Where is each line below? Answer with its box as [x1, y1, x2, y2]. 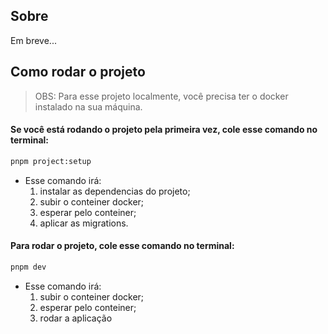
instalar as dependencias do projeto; [39, 185, 191, 197]
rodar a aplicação [39, 312, 113, 324]
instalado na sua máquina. [34, 100, 143, 113]
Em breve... [10, 34, 57, 46]
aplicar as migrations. [39, 217, 129, 229]
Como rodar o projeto [10, 64, 146, 81]
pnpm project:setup [10, 156, 92, 166]
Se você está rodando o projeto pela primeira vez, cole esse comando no [10, 124, 318, 136]
